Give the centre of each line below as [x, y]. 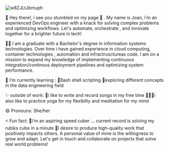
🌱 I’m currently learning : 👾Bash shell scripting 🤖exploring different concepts [84, 80]
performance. [19, 70]
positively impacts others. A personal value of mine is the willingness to [79, 133]
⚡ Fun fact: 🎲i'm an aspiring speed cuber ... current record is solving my [80, 121]
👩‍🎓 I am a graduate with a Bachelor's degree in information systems [76, 43]
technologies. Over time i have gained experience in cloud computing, [78, 49]
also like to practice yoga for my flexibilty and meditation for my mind [77, 101]
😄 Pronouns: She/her [28, 111]
